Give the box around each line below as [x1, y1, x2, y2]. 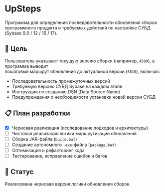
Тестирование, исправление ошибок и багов [11, 153, 108, 159]
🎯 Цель [4, 44, 28, 53]
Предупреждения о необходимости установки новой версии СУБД [11, 94, 156, 100]
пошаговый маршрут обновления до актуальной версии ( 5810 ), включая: [4, 68, 161, 74]
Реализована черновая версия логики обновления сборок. [4, 181, 131, 187]
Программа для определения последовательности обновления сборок [4, 19, 158, 25]
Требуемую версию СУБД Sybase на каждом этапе [11, 83, 123, 89]
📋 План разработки [4, 109, 70, 118]
